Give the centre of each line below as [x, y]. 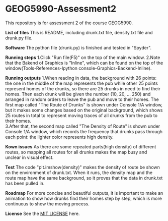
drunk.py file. [19, 38]
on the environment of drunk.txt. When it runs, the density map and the [79, 173]
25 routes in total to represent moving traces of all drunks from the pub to [81, 115]
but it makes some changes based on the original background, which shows [84, 110]
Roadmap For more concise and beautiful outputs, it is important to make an [84, 193]
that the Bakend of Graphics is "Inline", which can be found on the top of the [84, 63]
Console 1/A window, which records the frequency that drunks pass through [84, 131]
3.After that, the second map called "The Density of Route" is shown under [83, 126]
